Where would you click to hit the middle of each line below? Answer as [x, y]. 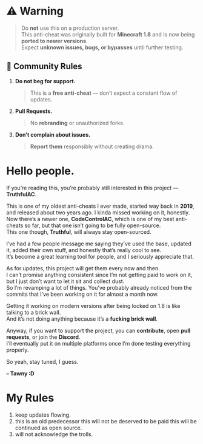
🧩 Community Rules [44, 67]
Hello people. [40, 171]
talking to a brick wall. [34, 312]
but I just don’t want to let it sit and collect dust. [65, 281]
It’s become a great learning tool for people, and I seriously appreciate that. [100, 256]
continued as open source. [48, 428]
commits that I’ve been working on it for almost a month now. [82, 294]
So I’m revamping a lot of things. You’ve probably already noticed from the [99, 287]
